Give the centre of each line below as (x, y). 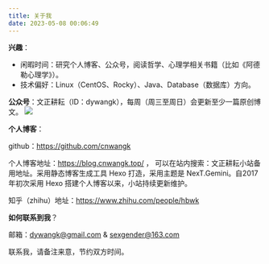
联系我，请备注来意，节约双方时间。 (68, 251)
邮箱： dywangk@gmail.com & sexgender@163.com (94, 234)
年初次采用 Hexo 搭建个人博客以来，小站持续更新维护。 (100, 183)
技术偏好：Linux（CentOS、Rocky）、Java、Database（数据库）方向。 (137, 85)
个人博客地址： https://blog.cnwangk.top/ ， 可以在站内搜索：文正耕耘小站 (131, 163)
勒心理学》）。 (41, 74)
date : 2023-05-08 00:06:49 (54, 23)
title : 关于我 (30, 16)
